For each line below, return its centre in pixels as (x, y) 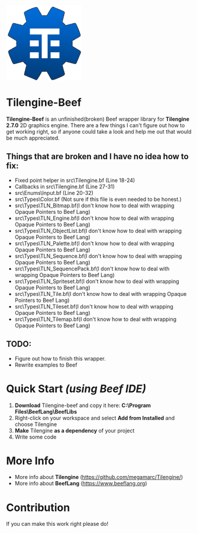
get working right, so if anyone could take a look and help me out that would (99, 131)
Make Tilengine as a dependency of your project (75, 430)
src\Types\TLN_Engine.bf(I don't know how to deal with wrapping (94, 218)
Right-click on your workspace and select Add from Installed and (95, 418)
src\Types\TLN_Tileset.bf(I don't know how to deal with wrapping (94, 306)
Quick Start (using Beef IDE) (76, 389)
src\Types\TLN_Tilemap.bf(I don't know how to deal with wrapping (96, 319)
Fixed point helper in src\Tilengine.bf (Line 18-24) (75, 180)
